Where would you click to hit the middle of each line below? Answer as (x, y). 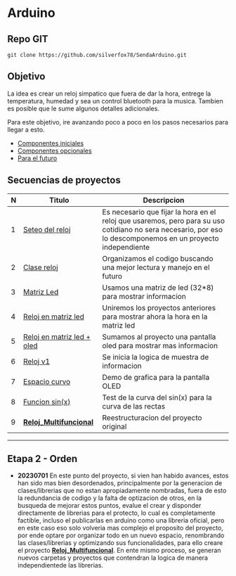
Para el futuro (37, 158)
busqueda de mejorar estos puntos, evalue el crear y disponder (109, 506)
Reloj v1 (37, 361)
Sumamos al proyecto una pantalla (159, 337)
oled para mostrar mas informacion (160, 345)
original (114, 426)
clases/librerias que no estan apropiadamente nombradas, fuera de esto (122, 491)
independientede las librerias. (60, 565)
